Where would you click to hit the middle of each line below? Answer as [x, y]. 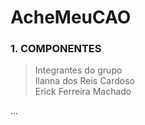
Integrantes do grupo [78, 70]
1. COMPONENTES [56, 49]
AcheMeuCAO [71, 17]
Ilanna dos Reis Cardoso [85, 81]
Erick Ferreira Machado [83, 92]
